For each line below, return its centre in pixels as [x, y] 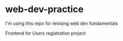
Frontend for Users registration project [45, 33]
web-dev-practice [44, 9]
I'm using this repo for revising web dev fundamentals [62, 23]
